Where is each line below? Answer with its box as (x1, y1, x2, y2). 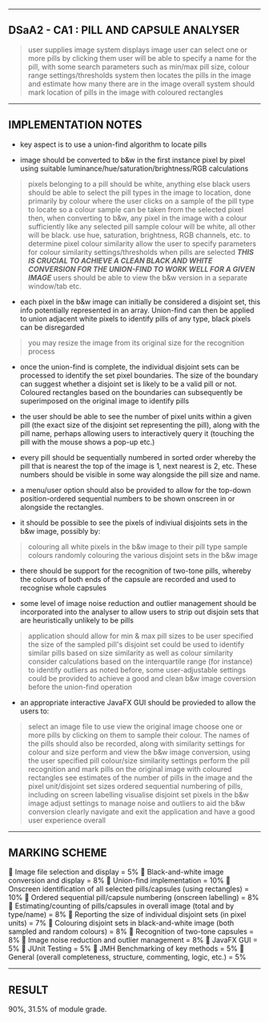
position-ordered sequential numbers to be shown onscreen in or (19, 494, 235, 503)
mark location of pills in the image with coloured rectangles (27, 87, 224, 97)
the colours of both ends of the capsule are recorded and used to (19, 574, 236, 584)
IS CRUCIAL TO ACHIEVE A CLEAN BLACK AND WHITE (27, 256, 213, 265)
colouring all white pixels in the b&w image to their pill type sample (27, 542, 248, 551)
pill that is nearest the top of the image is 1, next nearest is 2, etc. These (19, 461, 258, 471)
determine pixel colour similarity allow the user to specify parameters (27, 238, 257, 248)
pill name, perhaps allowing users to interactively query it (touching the (19, 428, 255, 438)
